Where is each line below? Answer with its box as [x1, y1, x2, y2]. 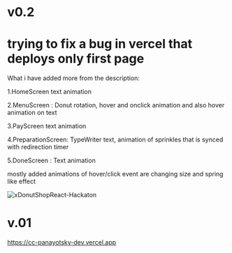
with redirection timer [7, 143, 69, 151]
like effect [7, 177, 36, 185]
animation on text [7, 109, 57, 117]
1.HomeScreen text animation [7, 88, 92, 96]
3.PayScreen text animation [7, 122, 87, 130]
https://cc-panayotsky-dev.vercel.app [7, 238, 117, 247]
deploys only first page [7, 51, 145, 67]
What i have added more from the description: [7, 74, 140, 82]
